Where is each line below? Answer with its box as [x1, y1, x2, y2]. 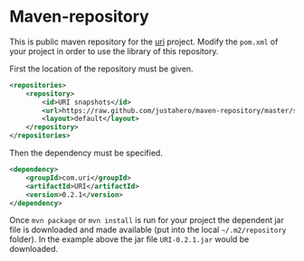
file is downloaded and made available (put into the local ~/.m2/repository [9, 224, 287, 236]
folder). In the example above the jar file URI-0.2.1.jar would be [9, 234, 250, 245]
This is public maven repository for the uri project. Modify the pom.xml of [9, 36, 279, 47]
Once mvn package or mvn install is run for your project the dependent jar [9, 215, 285, 226]
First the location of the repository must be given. [9, 63, 194, 74]
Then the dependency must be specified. [9, 147, 163, 159]
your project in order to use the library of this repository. [9, 45, 219, 56]
